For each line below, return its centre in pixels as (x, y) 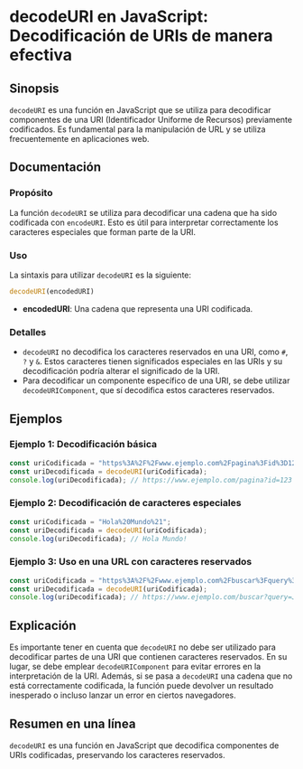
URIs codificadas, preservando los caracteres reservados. (117, 755)
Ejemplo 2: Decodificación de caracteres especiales (125, 503)
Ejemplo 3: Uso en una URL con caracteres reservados (131, 562)
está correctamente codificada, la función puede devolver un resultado (142, 686)
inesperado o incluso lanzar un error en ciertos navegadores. (123, 695)
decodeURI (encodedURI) (52, 291)
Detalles (28, 332)
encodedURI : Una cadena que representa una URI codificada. (138, 308)
